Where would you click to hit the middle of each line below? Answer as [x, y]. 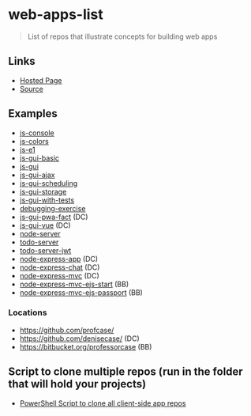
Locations [28, 312]
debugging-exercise [52, 208]
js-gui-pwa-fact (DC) [54, 217]
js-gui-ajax [37, 175]
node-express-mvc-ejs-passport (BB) [81, 292]
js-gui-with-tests [47, 200]
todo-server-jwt [45, 250]
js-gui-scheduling [49, 183]
